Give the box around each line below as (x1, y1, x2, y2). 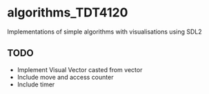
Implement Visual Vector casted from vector (17, 65, 143, 73)
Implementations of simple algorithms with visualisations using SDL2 (7, 27, 202, 36)
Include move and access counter (17, 73, 114, 81)
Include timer (17, 80, 55, 89)
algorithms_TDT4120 (7, 5, 128, 21)
